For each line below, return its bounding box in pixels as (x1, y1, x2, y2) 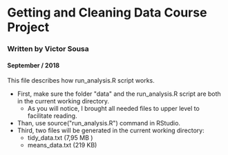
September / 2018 (7, 61, 60, 70)
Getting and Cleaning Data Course (7, 5, 207, 21)
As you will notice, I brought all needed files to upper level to (27, 105, 200, 113)
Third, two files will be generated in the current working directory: (17, 126, 205, 135)
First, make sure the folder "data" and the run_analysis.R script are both (17, 90, 221, 98)
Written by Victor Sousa (7, 44, 90, 54)
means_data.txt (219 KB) (27, 141, 97, 149)
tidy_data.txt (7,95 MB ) (27, 134, 93, 142)
